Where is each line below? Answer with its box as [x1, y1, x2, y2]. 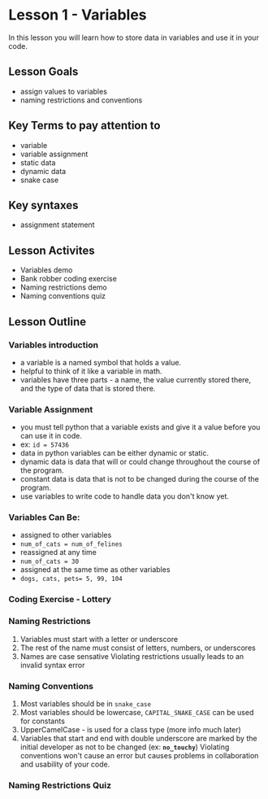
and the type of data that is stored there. [19, 383, 156, 393]
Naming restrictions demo [19, 282, 107, 292]
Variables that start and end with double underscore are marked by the [19, 733, 257, 743]
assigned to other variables [19, 530, 112, 540]
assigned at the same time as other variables [19, 565, 171, 574]
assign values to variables [19, 86, 108, 96]
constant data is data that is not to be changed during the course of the [19, 474, 260, 484]
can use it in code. [19, 431, 83, 441]
